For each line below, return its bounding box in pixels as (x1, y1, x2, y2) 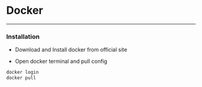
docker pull (6, 75, 36, 81)
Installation (6, 32, 40, 41)
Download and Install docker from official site (14, 46, 127, 53)
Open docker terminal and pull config (14, 58, 108, 65)
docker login (6, 70, 39, 76)
